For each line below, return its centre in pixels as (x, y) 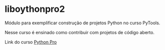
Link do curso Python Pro (31, 42)
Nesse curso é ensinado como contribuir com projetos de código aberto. (79, 32)
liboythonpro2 (35, 9)
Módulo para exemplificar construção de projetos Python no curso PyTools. (82, 23)
